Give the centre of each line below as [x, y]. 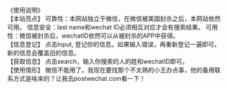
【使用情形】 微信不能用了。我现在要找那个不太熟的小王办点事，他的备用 [111, 70]
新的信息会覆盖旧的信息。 [44, 53]
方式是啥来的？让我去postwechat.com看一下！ [79, 78]
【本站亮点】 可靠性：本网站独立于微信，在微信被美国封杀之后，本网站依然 [114, 18]
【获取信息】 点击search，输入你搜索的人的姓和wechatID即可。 [98, 61]
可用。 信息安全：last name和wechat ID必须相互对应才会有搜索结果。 [106, 27]
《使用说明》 [25, 10]
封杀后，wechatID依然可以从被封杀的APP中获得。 [108, 36]
